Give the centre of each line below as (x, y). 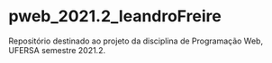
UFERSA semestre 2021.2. (57, 50)
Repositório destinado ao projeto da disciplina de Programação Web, (136, 41)
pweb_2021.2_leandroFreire (115, 16)
